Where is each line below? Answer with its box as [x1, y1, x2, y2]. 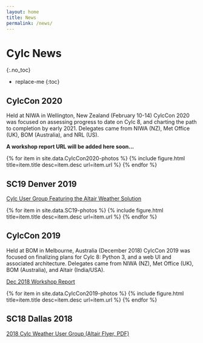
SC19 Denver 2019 [6, 178, 77, 189]
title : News [6, 15, 36, 21]
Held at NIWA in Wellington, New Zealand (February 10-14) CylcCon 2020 [6, 112, 190, 119]
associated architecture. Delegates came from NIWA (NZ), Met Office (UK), [6, 259, 194, 267]
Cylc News [6, 46, 62, 60]
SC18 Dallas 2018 [6, 314, 73, 324]
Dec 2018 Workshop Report [6, 277, 76, 285]
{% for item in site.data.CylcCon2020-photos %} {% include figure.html [6, 155, 185, 162]
